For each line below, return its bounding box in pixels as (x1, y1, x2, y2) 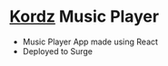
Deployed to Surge (22, 45, 94, 56)
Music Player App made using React (22, 36, 159, 47)
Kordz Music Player (9, 6, 160, 27)
